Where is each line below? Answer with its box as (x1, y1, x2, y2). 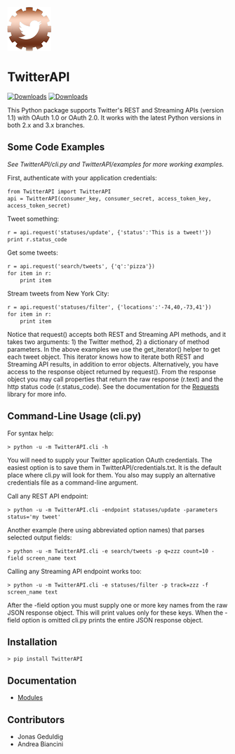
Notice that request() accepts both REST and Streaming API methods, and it (7, 330, 227, 338)
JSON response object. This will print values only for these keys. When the (7, 608, 223, 617)
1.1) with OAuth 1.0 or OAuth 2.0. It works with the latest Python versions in (7, 113, 222, 122)
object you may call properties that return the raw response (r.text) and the (7, 375, 224, 383)
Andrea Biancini (17, 740, 64, 748)
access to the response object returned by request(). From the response (7, 367, 216, 376)
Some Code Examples (7, 141, 105, 153)
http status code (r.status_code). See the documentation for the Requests (7, 382, 220, 390)
